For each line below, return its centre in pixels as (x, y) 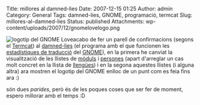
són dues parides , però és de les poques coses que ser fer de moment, (95, 89)
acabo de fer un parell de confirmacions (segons (133, 39)
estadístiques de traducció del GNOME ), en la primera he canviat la (89, 52)
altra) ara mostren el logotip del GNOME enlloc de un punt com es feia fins (98, 71)
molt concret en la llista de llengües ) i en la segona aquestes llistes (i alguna (100, 65)
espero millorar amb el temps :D (46, 96)
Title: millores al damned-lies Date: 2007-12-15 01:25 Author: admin (89, 9)
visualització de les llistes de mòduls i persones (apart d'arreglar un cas (95, 58)
